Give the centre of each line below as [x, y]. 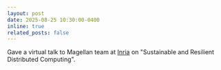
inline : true [26, 26]
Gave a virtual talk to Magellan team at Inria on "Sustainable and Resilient [111, 52]
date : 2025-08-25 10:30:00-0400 [53, 20]
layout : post [26, 13]
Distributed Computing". [41, 60]
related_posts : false [38, 33]
